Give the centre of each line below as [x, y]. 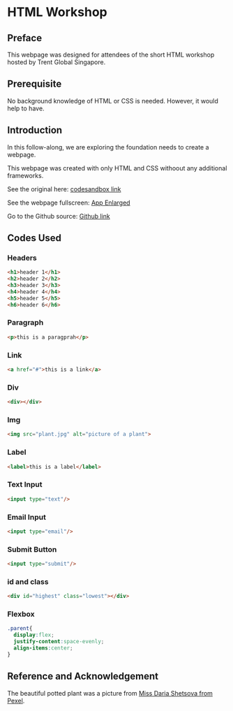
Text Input [25, 485]
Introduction [35, 130]
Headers [22, 258]
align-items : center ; [43, 648]
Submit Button [32, 549]
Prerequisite [35, 84]
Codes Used [34, 238]
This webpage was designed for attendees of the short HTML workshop [111, 54]
